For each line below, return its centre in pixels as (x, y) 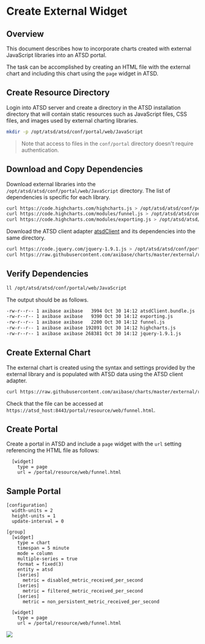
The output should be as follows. (48, 300)
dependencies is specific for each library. (59, 197)
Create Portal (32, 429)
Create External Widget (67, 11)
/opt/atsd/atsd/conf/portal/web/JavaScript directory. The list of (88, 191)
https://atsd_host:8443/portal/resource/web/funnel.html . (81, 410)
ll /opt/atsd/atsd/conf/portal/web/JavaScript (67, 288)
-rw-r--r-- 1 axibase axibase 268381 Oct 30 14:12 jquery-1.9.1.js (94, 334)
